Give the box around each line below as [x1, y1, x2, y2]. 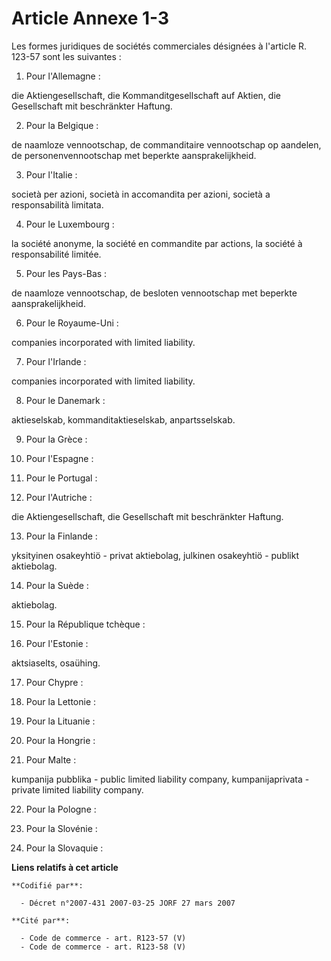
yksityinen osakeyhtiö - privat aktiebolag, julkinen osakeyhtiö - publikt [11, 549, 299, 561]
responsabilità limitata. [11, 198, 104, 211]
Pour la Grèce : [25, 433, 88, 445]
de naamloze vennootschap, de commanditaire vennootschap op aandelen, [11, 138, 322, 151]
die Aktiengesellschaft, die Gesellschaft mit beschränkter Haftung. [11, 510, 284, 522]
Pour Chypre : [25, 676, 84, 688]
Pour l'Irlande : [25, 355, 87, 367]
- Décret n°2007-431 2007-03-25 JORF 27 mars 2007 [20, 898, 236, 908]
